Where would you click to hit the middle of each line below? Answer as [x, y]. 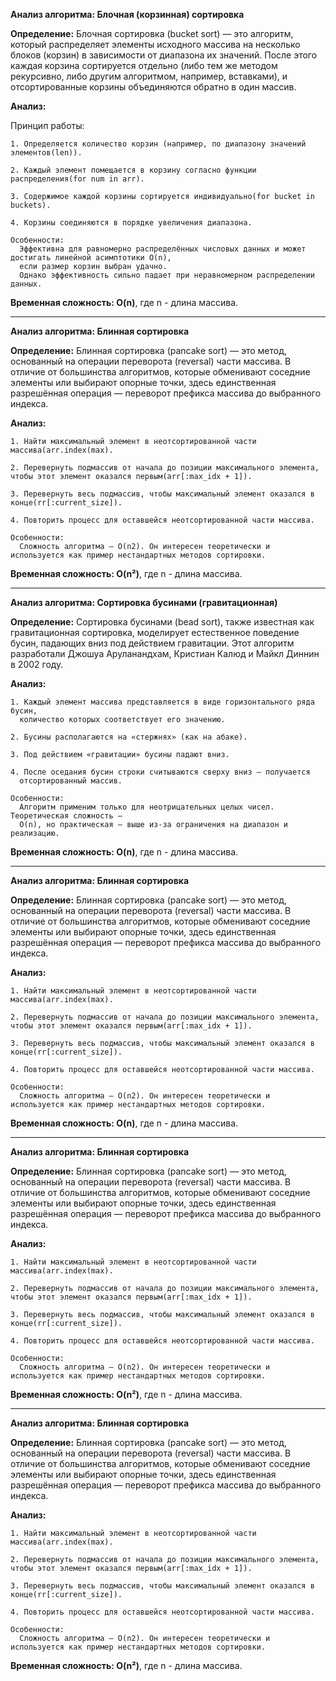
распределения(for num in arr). [77, 179]
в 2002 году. [37, 664]
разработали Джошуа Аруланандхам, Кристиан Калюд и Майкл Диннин [165, 653]
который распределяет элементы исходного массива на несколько [155, 44]
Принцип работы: [47, 125]
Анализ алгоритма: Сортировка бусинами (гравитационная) [144, 602]
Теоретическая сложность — [66, 816]
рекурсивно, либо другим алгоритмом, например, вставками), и [149, 76]
